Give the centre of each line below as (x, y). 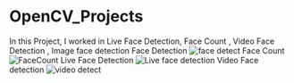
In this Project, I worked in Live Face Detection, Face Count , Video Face (142, 41)
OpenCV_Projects (76, 17)
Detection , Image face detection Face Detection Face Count (147, 50)
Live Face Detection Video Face (160, 60)
